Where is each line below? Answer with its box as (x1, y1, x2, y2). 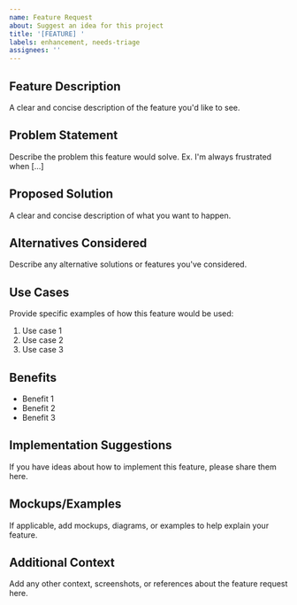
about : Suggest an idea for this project (9, 21, 164, 30)
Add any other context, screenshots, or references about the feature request (9, 578, 288, 589)
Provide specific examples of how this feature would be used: (9, 308, 234, 319)
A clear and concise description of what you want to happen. (9, 210, 232, 221)
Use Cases (9, 284, 70, 299)
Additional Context (9, 555, 115, 570)
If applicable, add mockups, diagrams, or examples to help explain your (9, 520, 270, 531)
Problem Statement (9, 128, 118, 143)
